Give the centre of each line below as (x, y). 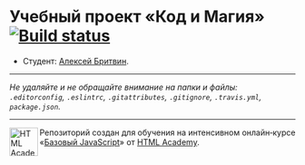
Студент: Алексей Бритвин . (75, 61)
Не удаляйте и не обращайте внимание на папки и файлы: (123, 87)
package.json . (35, 106)
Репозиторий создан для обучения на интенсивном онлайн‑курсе (167, 132)
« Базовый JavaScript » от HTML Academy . (119, 141)
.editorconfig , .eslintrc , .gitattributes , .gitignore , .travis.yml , (135, 96)
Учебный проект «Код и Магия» (137, 17)
